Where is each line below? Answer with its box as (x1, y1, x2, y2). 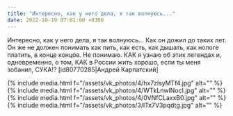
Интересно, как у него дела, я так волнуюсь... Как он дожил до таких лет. (7, 35, 227, 44)
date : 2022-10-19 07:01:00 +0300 (7, 17, 104, 24)
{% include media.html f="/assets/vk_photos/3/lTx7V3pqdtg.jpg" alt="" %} (7, 101, 223, 109)
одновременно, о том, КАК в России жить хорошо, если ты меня (7, 58, 201, 66)
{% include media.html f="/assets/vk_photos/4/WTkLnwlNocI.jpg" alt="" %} (7, 86, 226, 94)
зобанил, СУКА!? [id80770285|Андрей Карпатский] (7, 65, 159, 74)
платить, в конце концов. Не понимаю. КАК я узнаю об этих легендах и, (7, 50, 222, 59)
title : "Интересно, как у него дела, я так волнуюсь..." (7, 10, 176, 17)
